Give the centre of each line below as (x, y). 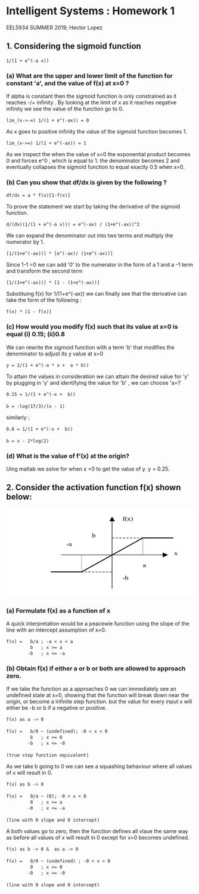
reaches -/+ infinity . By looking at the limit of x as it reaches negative (91, 103)
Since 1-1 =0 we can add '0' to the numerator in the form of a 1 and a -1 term (100, 265)
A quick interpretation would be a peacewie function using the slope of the (98, 623)
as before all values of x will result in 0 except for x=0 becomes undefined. (98, 838)
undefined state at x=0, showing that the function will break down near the (98, 695)
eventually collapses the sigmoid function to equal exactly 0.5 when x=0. (95, 167)
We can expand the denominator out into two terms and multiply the (90, 236)
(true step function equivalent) (48, 756)
